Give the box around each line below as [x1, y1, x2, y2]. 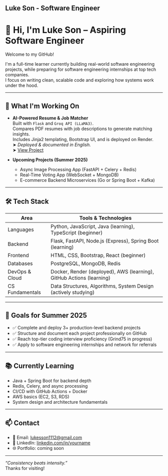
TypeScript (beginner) [50, 229, 103, 236]
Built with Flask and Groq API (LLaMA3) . [12, 121, 94, 127]
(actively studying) [50, 289, 95, 296]
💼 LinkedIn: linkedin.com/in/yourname [12, 440, 91, 446]
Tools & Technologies [79, 214, 132, 221]
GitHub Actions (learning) [50, 274, 111, 281]
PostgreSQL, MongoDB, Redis [50, 260, 121, 267]
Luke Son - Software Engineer [5, 4, 100, 13]
